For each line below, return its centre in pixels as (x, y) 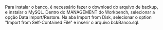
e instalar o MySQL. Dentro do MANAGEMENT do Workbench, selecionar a (80, 12)
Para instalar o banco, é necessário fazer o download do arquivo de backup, (81, 7)
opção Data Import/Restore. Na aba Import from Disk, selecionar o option (78, 17)
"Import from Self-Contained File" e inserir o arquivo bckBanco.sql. (72, 22)
